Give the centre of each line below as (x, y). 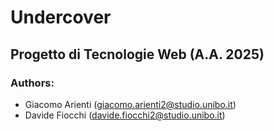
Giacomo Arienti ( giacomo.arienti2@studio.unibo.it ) (130, 104)
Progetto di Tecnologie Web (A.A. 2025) (137, 54)
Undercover (61, 17)
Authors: (32, 83)
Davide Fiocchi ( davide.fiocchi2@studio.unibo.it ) (125, 115)
